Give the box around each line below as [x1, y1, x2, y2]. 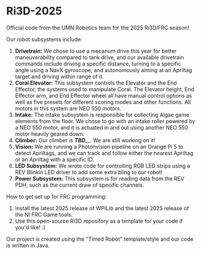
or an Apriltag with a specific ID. [14, 156, 94, 163]
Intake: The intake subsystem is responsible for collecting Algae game [14, 111, 190, 118]
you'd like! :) [14, 223, 46, 231]
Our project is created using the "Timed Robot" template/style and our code [6, 235, 194, 243]
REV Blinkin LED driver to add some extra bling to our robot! [14, 168, 163, 175]
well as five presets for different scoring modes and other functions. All [14, 98, 191, 106]
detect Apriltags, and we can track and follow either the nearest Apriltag [14, 149, 194, 157]
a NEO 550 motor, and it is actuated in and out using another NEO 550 [14, 124, 188, 131]
